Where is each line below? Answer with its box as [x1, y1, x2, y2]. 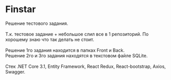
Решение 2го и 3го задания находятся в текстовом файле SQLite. [5, 52, 148, 59]
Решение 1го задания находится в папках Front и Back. [5, 47, 125, 53]
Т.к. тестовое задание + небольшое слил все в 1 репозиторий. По [5, 31, 149, 37]
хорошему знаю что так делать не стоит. [5, 36, 94, 43]
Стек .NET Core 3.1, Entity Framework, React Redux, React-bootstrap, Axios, [5, 63, 166, 69]
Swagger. [5, 68, 26, 74]
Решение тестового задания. [5, 20, 68, 26]
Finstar [5, 4, 36, 15]
